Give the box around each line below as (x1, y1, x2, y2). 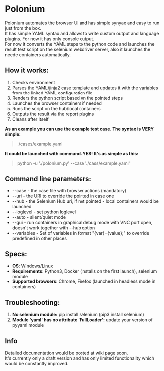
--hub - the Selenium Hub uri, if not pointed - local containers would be (12, 198, 159, 204)
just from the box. (5, 25, 41, 31)
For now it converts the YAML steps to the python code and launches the (5, 41, 155, 47)
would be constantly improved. (5, 361, 69, 366)
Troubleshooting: (5, 298, 60, 307)
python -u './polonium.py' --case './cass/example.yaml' (17, 160, 130, 166)
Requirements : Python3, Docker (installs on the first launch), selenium (12, 268, 157, 274)
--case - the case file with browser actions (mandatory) (12, 187, 127, 193)
